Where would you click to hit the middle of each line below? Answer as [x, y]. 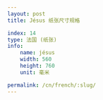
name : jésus [37, 53]
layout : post [26, 14]
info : [15, 46]
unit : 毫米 [35, 72]
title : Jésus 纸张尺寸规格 [44, 20]
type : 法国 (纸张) [32, 39]
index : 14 [22, 33]
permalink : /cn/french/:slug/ [52, 85]
